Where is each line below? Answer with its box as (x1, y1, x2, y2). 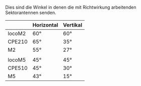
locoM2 (8, 30, 26, 37)
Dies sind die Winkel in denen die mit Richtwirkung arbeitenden (5, 5, 137, 10)
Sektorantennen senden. (5, 10, 56, 16)
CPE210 (8, 38, 28, 45)
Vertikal (62, 22, 82, 28)
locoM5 (8, 56, 26, 63)
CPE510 (8, 65, 28, 71)
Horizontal (32, 22, 58, 28)
